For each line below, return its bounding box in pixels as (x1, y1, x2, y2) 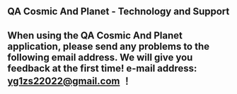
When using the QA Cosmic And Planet (7, 29, 183, 41)
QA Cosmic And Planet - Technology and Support (7, 6, 230, 18)
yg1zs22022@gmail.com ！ (7, 75, 132, 87)
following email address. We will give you (7, 51, 193, 63)
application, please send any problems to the (7, 40, 210, 52)
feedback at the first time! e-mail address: (7, 62, 197, 74)
